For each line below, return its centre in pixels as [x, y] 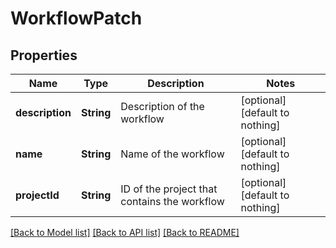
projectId [37, 195]
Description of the [162, 106]
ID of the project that [169, 189]
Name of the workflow [172, 154]
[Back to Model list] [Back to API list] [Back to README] [125, 232]
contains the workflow [172, 201]
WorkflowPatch [76, 18]
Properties [44, 55]
